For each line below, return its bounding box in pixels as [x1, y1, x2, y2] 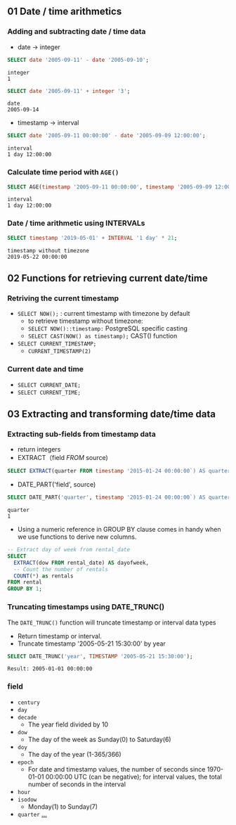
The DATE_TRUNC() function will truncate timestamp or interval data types [7, 618, 216, 627]
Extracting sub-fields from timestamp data [7, 429, 156, 439]
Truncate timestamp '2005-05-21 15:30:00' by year [17, 639, 166, 648]
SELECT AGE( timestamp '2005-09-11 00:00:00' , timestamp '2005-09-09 [7, 183, 212, 191]
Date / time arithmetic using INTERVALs [7, 218, 145, 228]
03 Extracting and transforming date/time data [7, 408, 216, 421]
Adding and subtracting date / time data [7, 27, 146, 37]
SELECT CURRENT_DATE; [17, 381, 81, 389]
